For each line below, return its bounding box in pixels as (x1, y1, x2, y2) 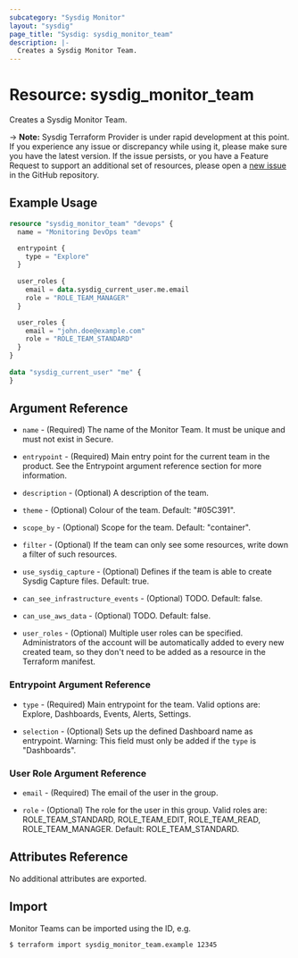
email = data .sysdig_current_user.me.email (25, 285, 190, 294)
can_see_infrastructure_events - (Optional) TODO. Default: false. (21, 593, 263, 604)
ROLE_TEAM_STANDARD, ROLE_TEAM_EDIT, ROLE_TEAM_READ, (21, 814, 261, 825)
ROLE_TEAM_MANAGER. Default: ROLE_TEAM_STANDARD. (21, 824, 240, 835)
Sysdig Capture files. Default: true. (21, 576, 150, 586)
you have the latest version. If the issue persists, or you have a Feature (9, 151, 269, 162)
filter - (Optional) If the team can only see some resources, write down (21, 540, 289, 550)
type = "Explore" (25, 252, 90, 261)
